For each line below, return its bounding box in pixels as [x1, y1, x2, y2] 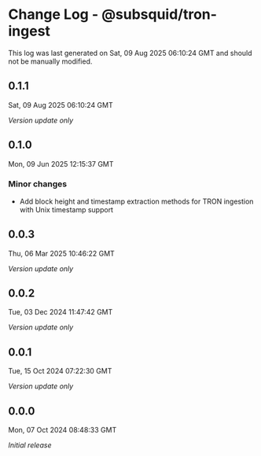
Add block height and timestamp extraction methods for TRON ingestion [19, 197, 254, 206]
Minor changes [8, 178, 68, 189]
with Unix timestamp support [19, 204, 114, 214]
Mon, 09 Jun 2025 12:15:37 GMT [8, 159, 114, 168]
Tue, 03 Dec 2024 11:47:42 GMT [8, 307, 113, 317]
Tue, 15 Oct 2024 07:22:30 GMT [8, 366, 112, 376]
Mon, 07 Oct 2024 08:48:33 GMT [8, 425, 117, 435]
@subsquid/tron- [101, 6, 218, 24]
